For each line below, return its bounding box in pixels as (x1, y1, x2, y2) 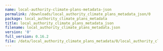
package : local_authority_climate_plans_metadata (5, 16, 108, 21)
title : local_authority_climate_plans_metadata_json (5, 20, 114, 26)
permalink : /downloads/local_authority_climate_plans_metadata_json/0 (5, 12, 151, 17)
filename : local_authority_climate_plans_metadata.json (5, 25, 120, 30)
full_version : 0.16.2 (5, 34, 49, 39)
